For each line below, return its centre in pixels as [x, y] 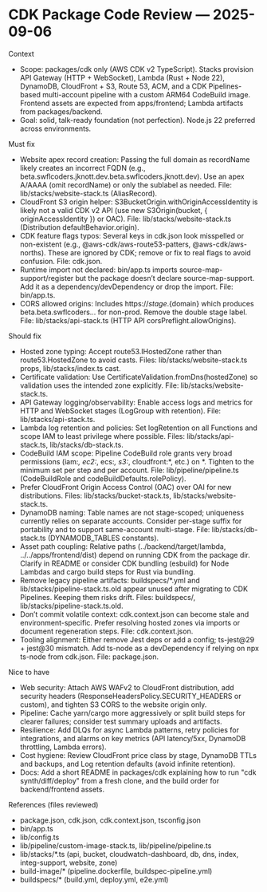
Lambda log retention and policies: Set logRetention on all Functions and [138, 428]
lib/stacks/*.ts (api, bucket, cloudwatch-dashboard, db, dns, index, [129, 854]
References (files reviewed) [53, 804]
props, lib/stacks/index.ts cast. [70, 368]
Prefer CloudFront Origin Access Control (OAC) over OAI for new [126, 487]
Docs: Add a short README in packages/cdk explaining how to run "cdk [138, 772]
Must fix [22, 144]
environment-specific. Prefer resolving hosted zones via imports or [130, 622]
